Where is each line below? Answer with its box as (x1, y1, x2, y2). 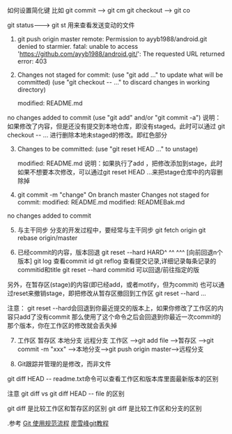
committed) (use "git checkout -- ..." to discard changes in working (17, 78, 210, 86)
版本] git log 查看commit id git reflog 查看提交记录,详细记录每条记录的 (17, 257, 217, 265)
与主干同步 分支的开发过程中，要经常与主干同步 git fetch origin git (17, 226, 206, 234)
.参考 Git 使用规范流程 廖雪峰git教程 (7, 419, 109, 427)
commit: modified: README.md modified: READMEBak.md (17, 198, 185, 206)
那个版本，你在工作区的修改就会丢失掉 (7, 322, 117, 329)
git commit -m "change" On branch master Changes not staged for (17, 190, 210, 199)
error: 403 (17, 57, 47, 65)
